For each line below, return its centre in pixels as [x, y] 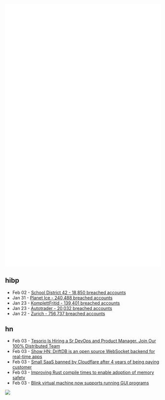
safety [19, 378]
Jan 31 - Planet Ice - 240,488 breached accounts [62, 298]
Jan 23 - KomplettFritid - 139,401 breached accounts [66, 303]
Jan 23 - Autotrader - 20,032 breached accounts [62, 308]
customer [22, 367]
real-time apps [27, 357]
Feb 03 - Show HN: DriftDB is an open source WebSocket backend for [83, 351]
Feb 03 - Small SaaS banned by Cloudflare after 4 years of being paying [86, 362]
